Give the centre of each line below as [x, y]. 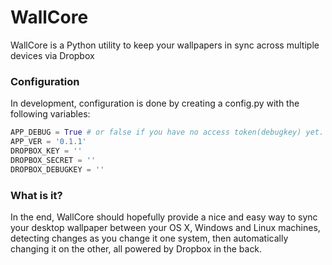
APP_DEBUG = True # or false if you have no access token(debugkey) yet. [167, 132]
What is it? [36, 195]
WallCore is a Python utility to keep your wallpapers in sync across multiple [165, 45]
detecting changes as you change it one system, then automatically [149, 238]
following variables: [50, 114]
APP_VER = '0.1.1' [48, 142]
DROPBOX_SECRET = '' [53, 160]
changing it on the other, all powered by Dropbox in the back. [136, 248]
